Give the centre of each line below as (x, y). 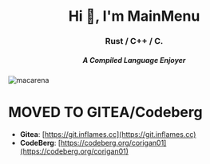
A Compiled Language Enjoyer (134, 60)
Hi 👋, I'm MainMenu (134, 16)
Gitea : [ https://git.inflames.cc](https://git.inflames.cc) (108, 135)
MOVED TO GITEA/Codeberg (105, 113)
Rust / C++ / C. (134, 41)
